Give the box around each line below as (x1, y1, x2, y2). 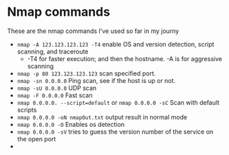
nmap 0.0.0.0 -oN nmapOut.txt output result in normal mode (17, 112, 188, 121)
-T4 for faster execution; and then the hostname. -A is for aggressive (27, 54, 222, 62)
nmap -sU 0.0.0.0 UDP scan (17, 84, 97, 92)
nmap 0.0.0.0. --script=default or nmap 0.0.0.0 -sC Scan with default (17, 98, 220, 106)
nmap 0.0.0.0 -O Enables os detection (17, 120, 125, 128)
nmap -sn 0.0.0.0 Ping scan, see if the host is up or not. (17, 76, 176, 84)
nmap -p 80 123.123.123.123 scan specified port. (17, 69, 156, 77)
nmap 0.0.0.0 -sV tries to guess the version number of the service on (17, 128, 214, 136)
